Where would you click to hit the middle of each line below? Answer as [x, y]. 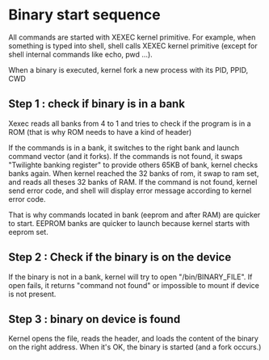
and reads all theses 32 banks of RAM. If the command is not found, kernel [133, 182]
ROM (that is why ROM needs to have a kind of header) [100, 132]
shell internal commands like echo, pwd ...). [81, 54]
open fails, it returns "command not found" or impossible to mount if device [134, 285]
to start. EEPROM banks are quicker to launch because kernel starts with [129, 223]
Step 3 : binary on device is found [95, 319]
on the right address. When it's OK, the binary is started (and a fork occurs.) [135, 347]
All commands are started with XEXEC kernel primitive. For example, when [132, 37]
